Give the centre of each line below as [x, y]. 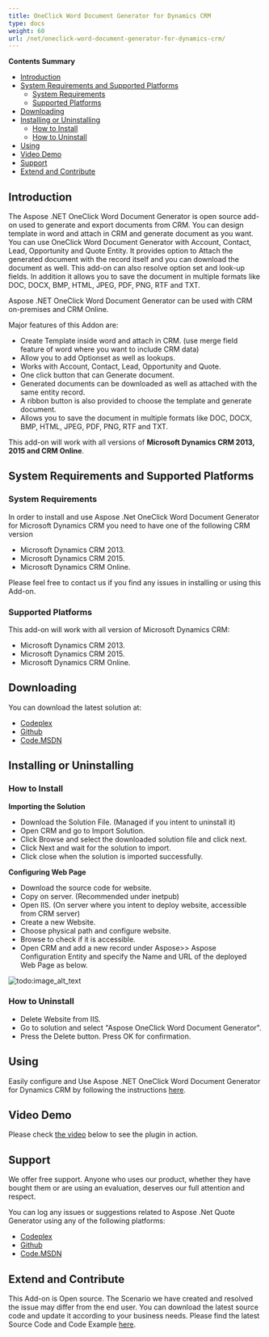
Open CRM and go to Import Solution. [82, 830]
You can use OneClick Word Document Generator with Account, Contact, [130, 243]
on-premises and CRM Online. [59, 310]
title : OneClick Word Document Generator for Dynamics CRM [110, 16]
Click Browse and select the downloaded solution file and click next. [134, 839]
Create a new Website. [58, 922]
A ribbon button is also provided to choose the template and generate [136, 401]
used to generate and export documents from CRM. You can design [131, 225]
